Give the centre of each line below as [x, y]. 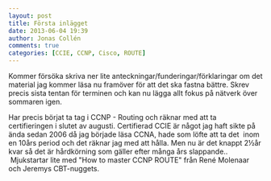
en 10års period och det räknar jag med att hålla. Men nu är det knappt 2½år [135, 143]
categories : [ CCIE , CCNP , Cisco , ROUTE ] [77, 53]
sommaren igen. [35, 102]
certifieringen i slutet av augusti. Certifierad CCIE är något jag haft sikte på [132, 126]
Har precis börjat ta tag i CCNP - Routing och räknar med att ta [113, 117]
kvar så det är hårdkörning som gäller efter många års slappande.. [118, 151]
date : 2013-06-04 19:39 [48, 31]
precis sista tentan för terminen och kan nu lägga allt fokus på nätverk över [133, 93]
